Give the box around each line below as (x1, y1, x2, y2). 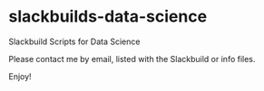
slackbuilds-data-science (8, 6, 208, 27)
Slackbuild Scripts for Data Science (8, 36, 141, 47)
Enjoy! (8, 70, 33, 82)
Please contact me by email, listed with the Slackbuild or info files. (8, 53, 256, 64)
